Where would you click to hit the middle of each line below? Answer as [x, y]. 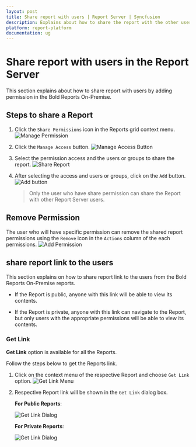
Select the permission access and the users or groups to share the [94, 158]
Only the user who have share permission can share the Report [105, 193]
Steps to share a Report [50, 115]
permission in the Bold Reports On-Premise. [59, 97]
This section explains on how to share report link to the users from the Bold [96, 277]
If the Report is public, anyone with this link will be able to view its [93, 294]
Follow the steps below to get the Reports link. [62, 363]
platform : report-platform [39, 28]
